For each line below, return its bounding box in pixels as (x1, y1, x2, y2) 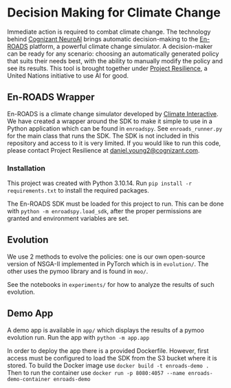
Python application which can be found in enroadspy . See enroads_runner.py (7, 124, 223, 132)
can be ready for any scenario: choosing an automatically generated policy (7, 50, 219, 58)
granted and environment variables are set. (7, 215, 129, 223)
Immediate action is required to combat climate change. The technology (7, 28, 211, 36)
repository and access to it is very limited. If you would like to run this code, (7, 139, 221, 147)
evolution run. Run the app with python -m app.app (7, 333, 150, 341)
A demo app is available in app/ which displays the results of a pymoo (7, 325, 205, 334)
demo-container (7, 376, 51, 382)
